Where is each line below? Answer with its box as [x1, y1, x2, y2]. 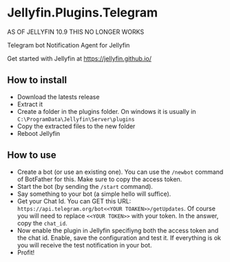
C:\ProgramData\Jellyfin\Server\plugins [17, 116, 135, 123]
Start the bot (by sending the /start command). [17, 182, 154, 190]
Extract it [17, 100, 43, 108]
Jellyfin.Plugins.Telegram [7, 5, 158, 21]
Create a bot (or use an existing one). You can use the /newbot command [17, 168, 224, 176]
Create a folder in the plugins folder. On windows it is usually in [17, 107, 196, 115]
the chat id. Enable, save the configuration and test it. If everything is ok [17, 233, 222, 242]
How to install [7, 74, 67, 86]
